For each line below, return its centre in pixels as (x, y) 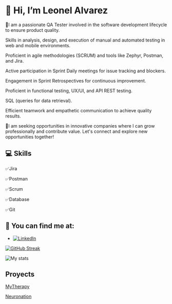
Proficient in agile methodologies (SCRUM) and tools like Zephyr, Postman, (84, 55)
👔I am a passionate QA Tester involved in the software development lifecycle (86, 25)
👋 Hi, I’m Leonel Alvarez (57, 11)
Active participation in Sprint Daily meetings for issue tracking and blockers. (85, 71)
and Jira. (15, 60)
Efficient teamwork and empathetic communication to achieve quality (79, 110)
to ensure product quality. (33, 30)
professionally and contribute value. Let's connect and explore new (77, 131)
